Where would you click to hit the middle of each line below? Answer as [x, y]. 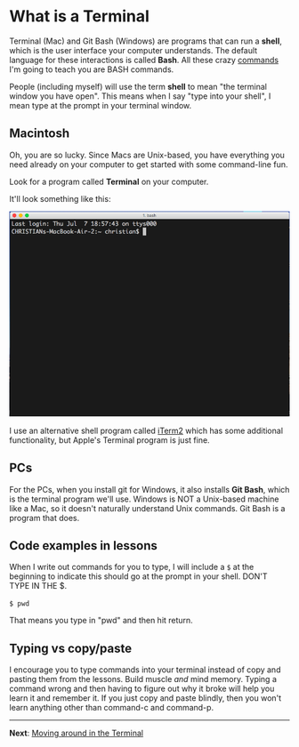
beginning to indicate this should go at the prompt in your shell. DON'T [139, 576]
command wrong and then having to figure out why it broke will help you [142, 689]
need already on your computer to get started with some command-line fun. [149, 164]
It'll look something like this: [60, 198]
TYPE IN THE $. [38, 586]
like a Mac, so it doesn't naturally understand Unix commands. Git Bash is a [147, 508]
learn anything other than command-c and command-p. [112, 708]
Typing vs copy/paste [71, 648]
